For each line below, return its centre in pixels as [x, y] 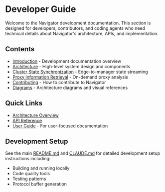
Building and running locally [41, 168]
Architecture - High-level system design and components [71, 66]
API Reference [27, 120]
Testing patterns [29, 179]
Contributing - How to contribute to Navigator [59, 82]
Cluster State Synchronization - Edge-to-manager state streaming [80, 72]
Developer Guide [41, 9]
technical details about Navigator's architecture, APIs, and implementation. [82, 33]
